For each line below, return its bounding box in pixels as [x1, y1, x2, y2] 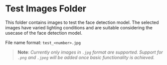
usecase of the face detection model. [5, 30, 83, 36]
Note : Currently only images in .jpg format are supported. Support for [17, 49, 163, 55]
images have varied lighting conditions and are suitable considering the [5, 24, 153, 30]
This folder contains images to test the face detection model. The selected [5, 19, 159, 25]
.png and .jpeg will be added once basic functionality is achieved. [17, 54, 155, 60]
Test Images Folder [5, 3, 87, 14]
